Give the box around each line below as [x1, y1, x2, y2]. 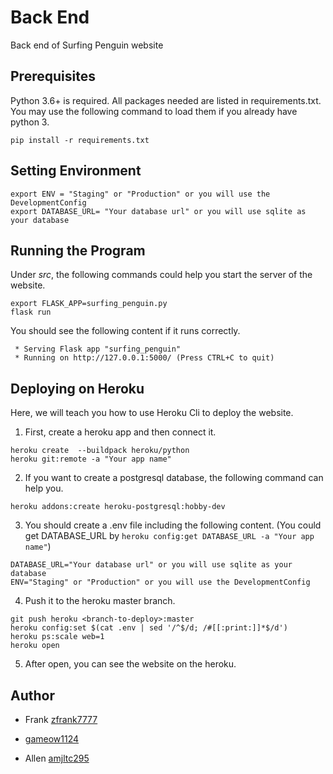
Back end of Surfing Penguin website [10, 39, 164, 51]
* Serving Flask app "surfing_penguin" [14, 344, 182, 355]
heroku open [10, 641, 60, 651]
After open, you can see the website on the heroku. [24, 658, 237, 670]
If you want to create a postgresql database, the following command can [24, 472, 324, 484]
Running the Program [10, 242, 146, 259]
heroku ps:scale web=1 [10, 632, 105, 642]
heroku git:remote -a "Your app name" [10, 454, 172, 465]
